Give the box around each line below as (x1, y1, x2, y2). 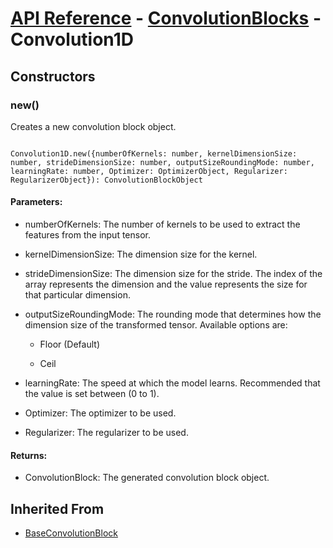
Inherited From (10, 500, 105, 517)
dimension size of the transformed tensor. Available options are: (24, 319, 288, 331)
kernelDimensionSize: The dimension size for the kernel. (24, 248, 258, 261)
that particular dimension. (24, 289, 131, 301)
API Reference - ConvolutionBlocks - (10, 7, 322, 30)
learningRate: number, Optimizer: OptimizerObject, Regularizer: (10, 166, 288, 176)
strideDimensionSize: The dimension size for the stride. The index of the (24, 268, 323, 280)
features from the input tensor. (24, 229, 152, 241)
